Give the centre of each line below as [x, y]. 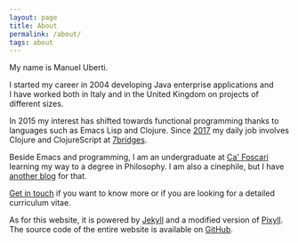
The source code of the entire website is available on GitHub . [121, 230]
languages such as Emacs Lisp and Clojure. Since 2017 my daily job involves [149, 131]
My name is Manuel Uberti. [59, 68]
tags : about [31, 42]
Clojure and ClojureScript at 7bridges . [78, 140]
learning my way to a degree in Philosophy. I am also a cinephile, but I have [147, 166]
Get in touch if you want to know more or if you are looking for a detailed [142, 193]
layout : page [33, 17]
